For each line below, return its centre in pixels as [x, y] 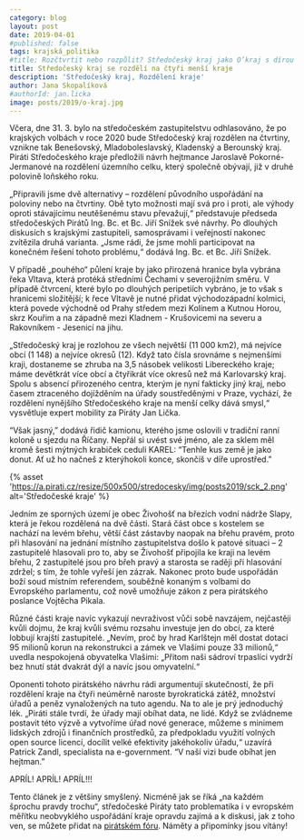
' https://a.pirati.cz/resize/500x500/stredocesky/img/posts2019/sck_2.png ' [149, 486]
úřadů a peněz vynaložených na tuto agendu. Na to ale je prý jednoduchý [147, 704]
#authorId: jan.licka [50, 94]
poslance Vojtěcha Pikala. [58, 601]
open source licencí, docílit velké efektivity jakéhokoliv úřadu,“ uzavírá [141, 743]
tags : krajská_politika [54, 52]
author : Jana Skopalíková [58, 85]
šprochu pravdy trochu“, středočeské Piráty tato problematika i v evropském [152, 806]
